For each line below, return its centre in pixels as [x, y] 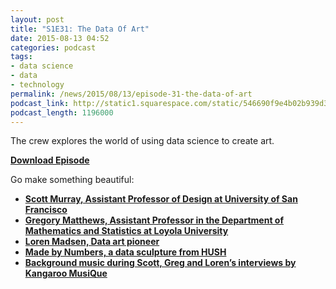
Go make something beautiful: [72, 180]
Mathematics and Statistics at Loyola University [126, 231]
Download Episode [50, 160]
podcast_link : [40, 103]
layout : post [37, 19]
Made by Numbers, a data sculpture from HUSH [125, 252]
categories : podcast [53, 47]
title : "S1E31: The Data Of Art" [80, 29]
